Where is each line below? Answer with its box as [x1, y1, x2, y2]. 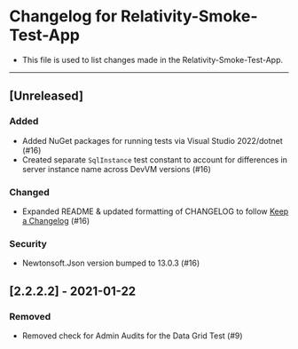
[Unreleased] [9, 89, 84, 104]
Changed [9, 186, 51, 198]
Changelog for [9, 6, 118, 27]
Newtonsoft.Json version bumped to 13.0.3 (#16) [21, 258, 200, 268]
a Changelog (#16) [21, 215, 90, 226]
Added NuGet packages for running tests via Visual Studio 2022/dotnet [21, 135, 283, 146]
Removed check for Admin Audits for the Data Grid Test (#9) [21, 330, 243, 341]
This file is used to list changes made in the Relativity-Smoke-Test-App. [21, 54, 284, 65]
